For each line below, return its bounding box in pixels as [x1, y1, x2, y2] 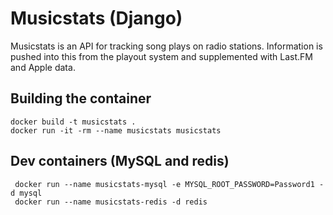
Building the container [10, 90, 152, 107]
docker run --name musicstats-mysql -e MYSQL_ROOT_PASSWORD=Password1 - [14, 179, 325, 189]
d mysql [10, 188, 43, 198]
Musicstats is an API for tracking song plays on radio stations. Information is [10, 40, 323, 52]
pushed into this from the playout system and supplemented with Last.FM [10, 50, 313, 62]
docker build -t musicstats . [10, 117, 137, 127]
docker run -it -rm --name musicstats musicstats [10, 125, 222, 136]
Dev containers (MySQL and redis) [10, 153, 230, 170]
